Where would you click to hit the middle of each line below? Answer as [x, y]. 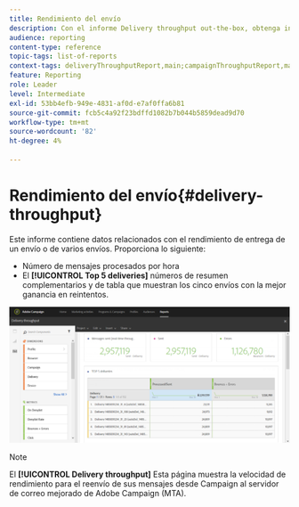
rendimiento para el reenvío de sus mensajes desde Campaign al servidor [144, 484]
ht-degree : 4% [36, 141]
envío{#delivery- [199, 196]
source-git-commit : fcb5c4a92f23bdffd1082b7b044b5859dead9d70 [127, 113]
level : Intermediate [48, 94]
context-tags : [36, 66]
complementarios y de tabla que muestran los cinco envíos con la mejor [154, 284]
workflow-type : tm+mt [49, 122]
